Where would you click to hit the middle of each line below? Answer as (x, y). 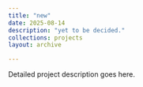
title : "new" (30, 15)
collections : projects (45, 38)
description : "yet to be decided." (67, 30)
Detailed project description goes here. (72, 74)
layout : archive (35, 45)
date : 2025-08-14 (37, 23)
